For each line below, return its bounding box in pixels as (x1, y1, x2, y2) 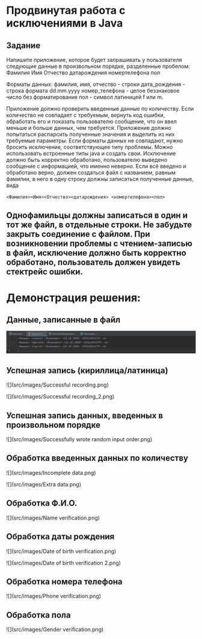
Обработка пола (6, 610, 71, 620)
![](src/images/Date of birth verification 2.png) (6, 559, 121, 566)
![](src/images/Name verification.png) (6, 514, 100, 521)
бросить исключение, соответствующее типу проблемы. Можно (6, 144, 173, 150)
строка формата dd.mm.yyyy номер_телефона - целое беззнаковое (6, 87, 180, 94)
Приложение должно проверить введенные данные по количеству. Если (6, 105, 194, 112)
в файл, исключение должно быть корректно (6, 248, 186, 258)
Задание (6, 40, 41, 50)
